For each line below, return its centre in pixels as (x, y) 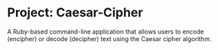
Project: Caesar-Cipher (75, 13)
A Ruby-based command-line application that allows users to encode (106, 32)
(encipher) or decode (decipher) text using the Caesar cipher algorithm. (109, 38)
